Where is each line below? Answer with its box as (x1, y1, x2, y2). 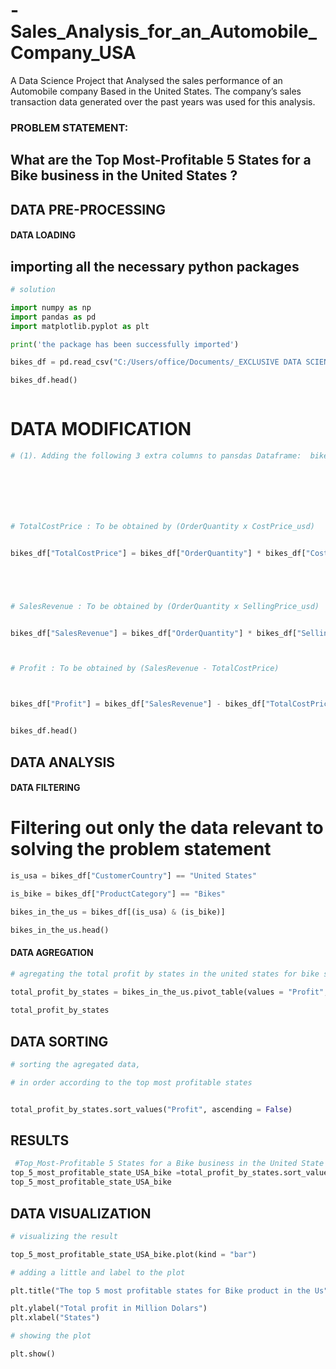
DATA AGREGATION (10, 947, 94, 959)
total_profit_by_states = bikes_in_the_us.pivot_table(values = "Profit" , (10, 987, 329, 997)
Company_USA (10, 42, 137, 64)
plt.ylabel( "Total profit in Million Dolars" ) (10, 1304, 208, 1314)
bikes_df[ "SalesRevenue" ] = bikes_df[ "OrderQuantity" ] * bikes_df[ (10, 628, 298, 638)
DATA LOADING (10, 229, 76, 241)
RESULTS (10, 1132, 70, 1149)
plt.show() (10, 1349, 56, 1359)
